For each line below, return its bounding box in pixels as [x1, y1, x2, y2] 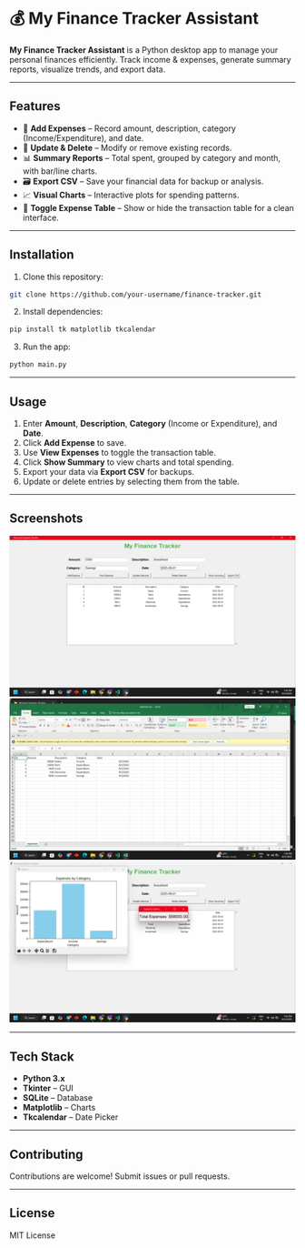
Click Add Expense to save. [22, 438, 127, 448]
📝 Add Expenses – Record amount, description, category [22, 123, 236, 134]
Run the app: [22, 341, 71, 352]
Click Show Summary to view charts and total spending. [22, 457, 234, 468]
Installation [9, 247, 74, 263]
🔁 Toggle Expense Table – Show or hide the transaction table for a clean [22, 202, 295, 213]
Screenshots [9, 511, 84, 527]
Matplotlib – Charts [22, 1102, 96, 1113]
